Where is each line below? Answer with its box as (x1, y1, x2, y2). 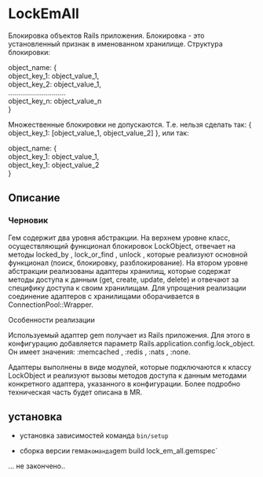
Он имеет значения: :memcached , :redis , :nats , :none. (8, 347, 191, 357)
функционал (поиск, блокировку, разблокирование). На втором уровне (8, 257, 249, 268)
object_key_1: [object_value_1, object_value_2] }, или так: (8, 128, 190, 138)
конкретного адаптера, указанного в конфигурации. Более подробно (8, 379, 241, 388)
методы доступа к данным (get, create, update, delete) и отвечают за (8, 275, 239, 284)
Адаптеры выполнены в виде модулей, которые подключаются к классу (8, 362, 252, 372)
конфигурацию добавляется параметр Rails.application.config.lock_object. (8, 338, 255, 348)
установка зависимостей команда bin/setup (19, 431, 169, 441)
